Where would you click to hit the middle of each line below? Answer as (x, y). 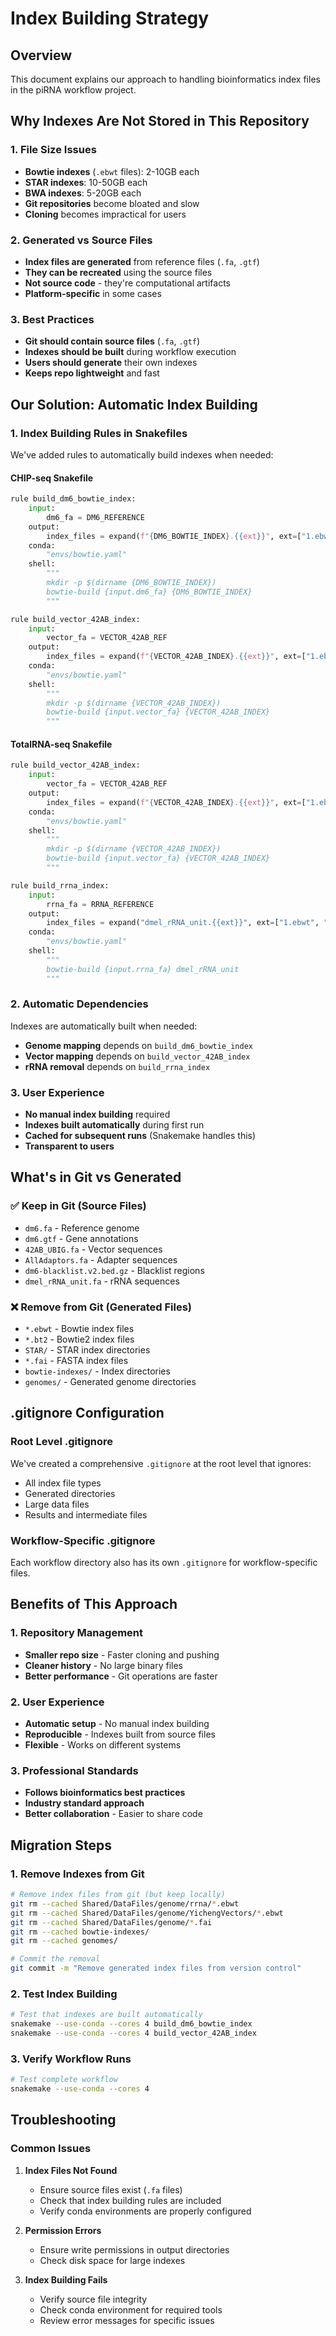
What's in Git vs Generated (96, 1177)
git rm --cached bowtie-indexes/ (80, 1932)
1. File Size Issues (53, 150)
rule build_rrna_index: (60, 885)
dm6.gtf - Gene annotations (81, 1238)
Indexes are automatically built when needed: (104, 1026)
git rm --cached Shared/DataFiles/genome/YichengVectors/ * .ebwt (147, 1913)
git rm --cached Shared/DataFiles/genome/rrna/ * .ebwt (125, 1903)
